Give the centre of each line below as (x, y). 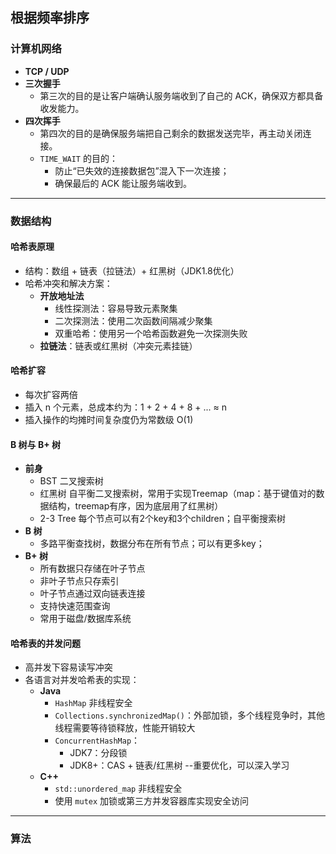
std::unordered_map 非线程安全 (118, 789)
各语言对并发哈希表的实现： (82, 680)
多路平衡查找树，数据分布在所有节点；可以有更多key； (152, 544)
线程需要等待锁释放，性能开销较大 (125, 728)
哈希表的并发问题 (45, 643)
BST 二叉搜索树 (71, 481)
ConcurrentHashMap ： (97, 740)
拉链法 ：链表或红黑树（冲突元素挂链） (118, 345)
